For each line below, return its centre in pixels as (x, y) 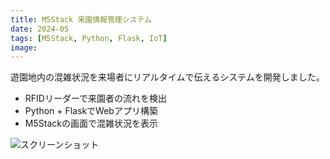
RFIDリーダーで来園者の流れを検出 (96, 98)
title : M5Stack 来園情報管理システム (81, 19)
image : (24, 47)
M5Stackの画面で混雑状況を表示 (91, 123)
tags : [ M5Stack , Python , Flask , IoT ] (89, 38)
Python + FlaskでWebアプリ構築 (91, 111)
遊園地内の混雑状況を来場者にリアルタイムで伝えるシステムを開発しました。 (167, 77)
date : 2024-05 (40, 29)
